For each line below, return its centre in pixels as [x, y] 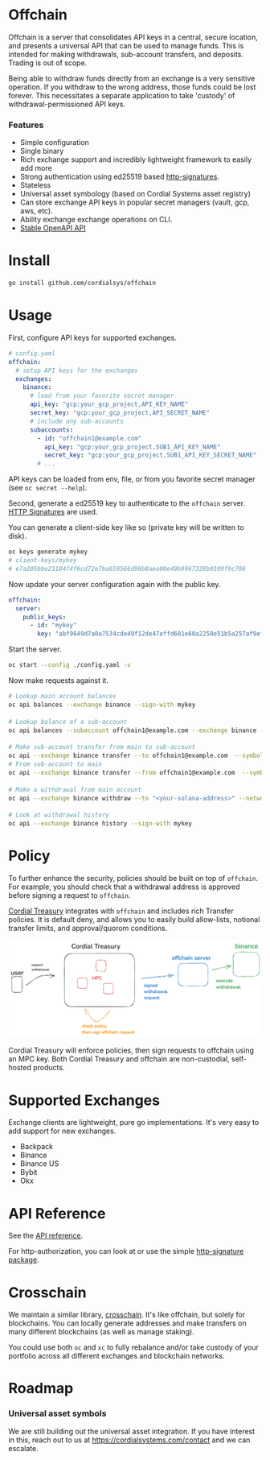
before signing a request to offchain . [70, 895]
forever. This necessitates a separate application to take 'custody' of [122, 95]
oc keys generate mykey [48, 552]
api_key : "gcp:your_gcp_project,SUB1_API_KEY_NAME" [132, 447]
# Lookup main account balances [62, 697]
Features [26, 125]
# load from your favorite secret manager [102, 396]
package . [24, 1260]
